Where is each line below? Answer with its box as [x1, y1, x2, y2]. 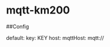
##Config [6, 23, 29, 30]
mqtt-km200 [6, 4, 71, 17]
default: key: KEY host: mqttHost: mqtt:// [6, 34, 104, 41]
